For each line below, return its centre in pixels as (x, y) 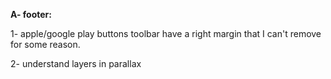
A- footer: (31, 14)
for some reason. (45, 44)
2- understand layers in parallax (76, 63)
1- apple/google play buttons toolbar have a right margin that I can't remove (166, 33)
